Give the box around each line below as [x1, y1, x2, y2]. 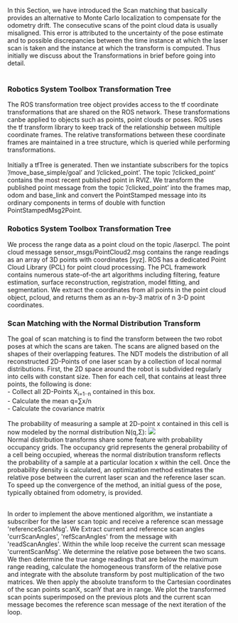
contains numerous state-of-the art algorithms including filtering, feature [7, 270, 220, 279]
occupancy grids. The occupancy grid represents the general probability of [7, 442, 228, 451]
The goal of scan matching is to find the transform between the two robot [7, 334, 222, 343]
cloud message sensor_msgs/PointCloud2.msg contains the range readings [7, 247, 229, 256]
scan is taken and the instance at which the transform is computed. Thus [7, 44, 221, 52]
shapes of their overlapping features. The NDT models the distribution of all [7, 349, 229, 358]
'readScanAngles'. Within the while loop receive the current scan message [7, 540, 226, 548]
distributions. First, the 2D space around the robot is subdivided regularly [7, 364, 222, 373]
